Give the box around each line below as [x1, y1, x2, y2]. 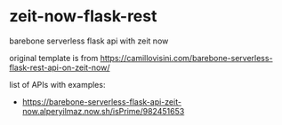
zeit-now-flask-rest [9, 6, 157, 27]
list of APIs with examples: [9, 79, 106, 90]
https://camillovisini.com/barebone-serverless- [100, 52, 273, 63]
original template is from [9, 52, 99, 63]
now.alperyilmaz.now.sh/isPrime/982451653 [21, 105, 185, 116]
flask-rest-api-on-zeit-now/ [9, 62, 110, 73]
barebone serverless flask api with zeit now [9, 35, 169, 46]
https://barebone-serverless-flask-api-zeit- [21, 96, 182, 107]
